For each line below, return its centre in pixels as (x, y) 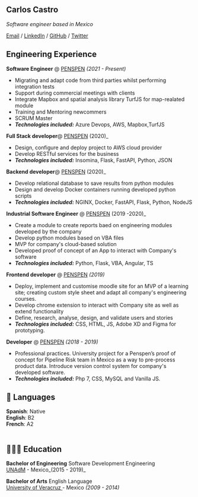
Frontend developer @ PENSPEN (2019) (55, 274)
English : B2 (20, 418)
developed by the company (48, 231)
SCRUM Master (33, 118)
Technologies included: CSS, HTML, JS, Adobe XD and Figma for (95, 324)
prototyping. (30, 330)
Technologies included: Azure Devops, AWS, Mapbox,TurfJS (90, 124)
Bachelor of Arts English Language (49, 482)
